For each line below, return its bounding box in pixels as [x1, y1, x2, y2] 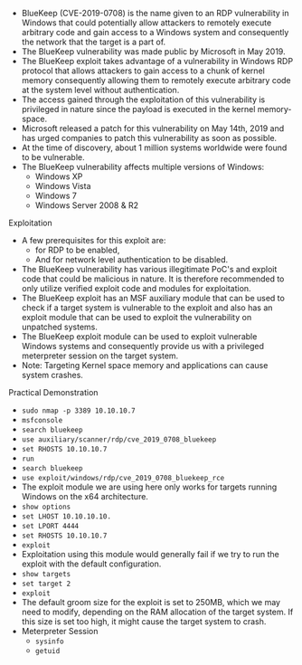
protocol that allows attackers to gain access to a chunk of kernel [21, 65, 266, 76]
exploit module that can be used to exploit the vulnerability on [21, 312, 252, 322]
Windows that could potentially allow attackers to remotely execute [21, 17, 272, 28]
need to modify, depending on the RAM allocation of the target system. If [21, 606, 294, 617]
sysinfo [34, 637, 64, 646]
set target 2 [21, 579, 71, 588]
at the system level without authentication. [21, 85, 180, 95]
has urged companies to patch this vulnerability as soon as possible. [21, 133, 278, 143]
